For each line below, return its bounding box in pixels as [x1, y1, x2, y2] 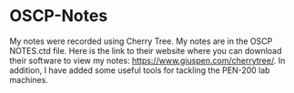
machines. [9, 74, 48, 85]
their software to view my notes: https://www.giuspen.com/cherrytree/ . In [9, 55, 286, 66]
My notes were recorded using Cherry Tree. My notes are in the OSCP [9, 36, 273, 46]
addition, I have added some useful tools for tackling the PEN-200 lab [9, 65, 270, 76]
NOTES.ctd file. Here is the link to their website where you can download [9, 45, 282, 56]
